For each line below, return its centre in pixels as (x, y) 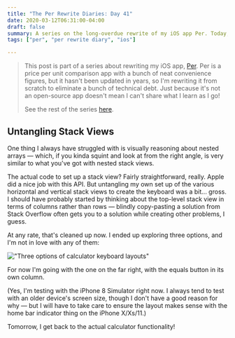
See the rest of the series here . (69, 109)
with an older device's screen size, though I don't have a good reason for (113, 298)
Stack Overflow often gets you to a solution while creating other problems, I (116, 214)
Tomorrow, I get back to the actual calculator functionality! (91, 326)
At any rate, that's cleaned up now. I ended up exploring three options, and (115, 235)
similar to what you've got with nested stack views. (81, 163)
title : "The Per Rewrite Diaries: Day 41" (70, 14)
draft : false (26, 27)
